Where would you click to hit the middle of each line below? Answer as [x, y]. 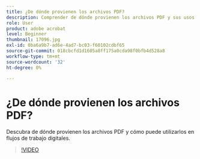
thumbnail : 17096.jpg [33, 40]
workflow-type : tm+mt [33, 56]
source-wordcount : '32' [36, 62]
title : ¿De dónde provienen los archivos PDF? [65, 12]
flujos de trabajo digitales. [38, 138]
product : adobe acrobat [36, 28]
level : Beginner [26, 34]
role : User [20, 23]
